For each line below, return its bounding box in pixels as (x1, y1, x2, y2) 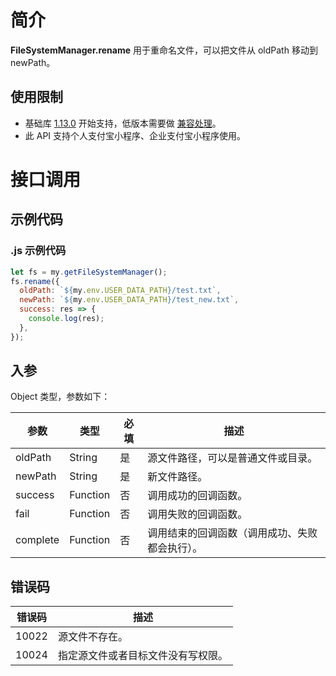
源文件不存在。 (57, 630, 128, 644)
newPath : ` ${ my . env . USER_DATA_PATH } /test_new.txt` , (19, 295, 240, 305)
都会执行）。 (147, 541, 203, 555)
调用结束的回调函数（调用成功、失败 (147, 526, 318, 540)
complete (15, 533, 60, 547)
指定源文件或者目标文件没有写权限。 (57, 649, 228, 663)
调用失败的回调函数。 (147, 507, 248, 521)
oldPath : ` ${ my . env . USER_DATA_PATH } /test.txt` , (19, 286, 222, 296)
